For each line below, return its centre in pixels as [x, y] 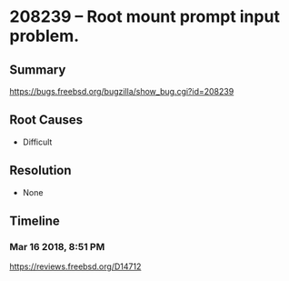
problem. [45, 36]
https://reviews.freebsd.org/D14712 [75, 266]
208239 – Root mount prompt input [144, 17]
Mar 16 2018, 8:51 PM [57, 246]
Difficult [37, 142]
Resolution [40, 171]
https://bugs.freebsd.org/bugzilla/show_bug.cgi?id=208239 [122, 91]
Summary [38, 70]
